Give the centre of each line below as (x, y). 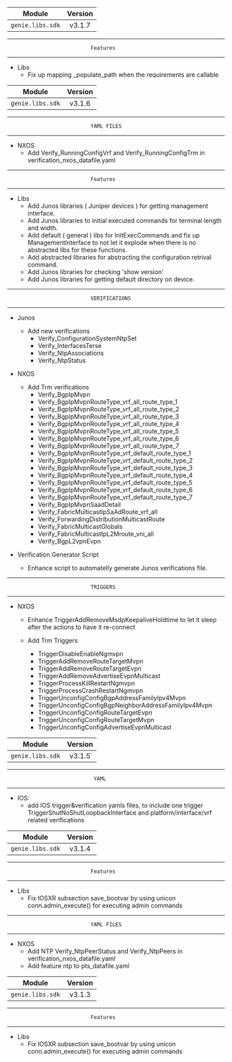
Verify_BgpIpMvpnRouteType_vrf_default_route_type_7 (115, 497)
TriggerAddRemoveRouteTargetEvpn (89, 668)
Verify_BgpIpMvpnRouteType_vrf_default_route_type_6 (115, 490)
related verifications (56, 820)
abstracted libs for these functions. (77, 250)
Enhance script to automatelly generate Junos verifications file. (117, 568)
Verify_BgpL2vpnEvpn (69, 541)
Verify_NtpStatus (62, 360)
